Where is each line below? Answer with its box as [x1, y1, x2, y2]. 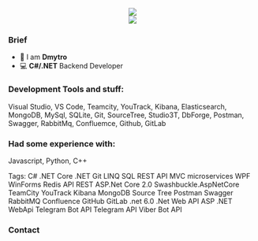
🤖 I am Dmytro [19, 52, 68, 62]
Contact [8, 224, 40, 235]
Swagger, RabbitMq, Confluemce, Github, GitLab [8, 118, 166, 128]
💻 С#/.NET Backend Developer [19, 61, 124, 71]
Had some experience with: [8, 138, 116, 149]
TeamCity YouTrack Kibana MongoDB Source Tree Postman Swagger [8, 187, 234, 197]
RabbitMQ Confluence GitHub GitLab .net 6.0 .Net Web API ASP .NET [8, 196, 233, 206]
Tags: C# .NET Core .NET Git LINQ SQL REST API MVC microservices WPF [8, 171, 251, 180]
